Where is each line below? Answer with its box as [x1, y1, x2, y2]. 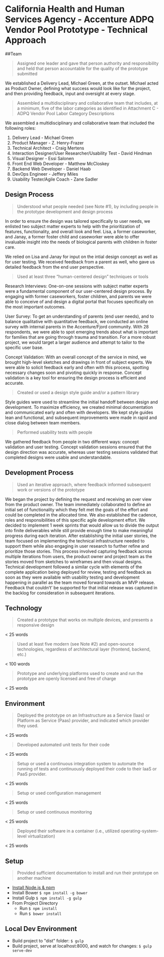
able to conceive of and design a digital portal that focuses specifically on [5, 299, 154, 304]
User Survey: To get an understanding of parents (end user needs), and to [5, 313, 154, 319]
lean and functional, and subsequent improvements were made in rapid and [5, 415, 157, 420]
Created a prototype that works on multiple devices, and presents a [17, 617, 153, 623]
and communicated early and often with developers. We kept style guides [5, 409, 153, 415]
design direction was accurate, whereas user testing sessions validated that [5, 449, 158, 455]
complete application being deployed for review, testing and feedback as [5, 569, 152, 575]
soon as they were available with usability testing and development [5, 574, 140, 580]
